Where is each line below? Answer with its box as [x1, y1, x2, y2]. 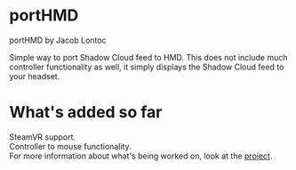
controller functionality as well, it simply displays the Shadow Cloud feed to [9, 61, 284, 72]
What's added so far [9, 102, 163, 123]
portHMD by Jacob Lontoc [9, 35, 107, 45]
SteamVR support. [9, 131, 76, 142]
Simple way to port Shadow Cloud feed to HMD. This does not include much [9, 52, 288, 62]
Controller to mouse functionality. [9, 141, 132, 151]
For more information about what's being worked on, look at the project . [9, 150, 273, 161]
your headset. [9, 70, 60, 81]
